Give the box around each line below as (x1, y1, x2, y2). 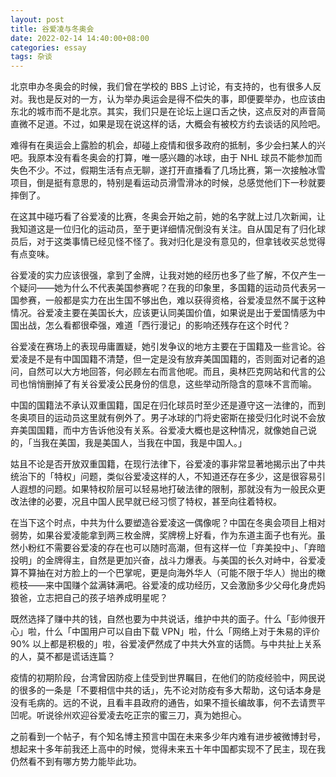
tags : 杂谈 (10, 52, 53, 62)
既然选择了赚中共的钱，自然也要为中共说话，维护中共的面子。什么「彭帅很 (10, 613, 317, 625)
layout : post (10, 14, 65, 25)
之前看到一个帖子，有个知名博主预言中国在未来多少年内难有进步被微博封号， (10, 731, 326, 743)
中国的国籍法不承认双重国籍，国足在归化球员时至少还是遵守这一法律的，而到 (10, 399, 326, 411)
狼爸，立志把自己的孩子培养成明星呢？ (10, 592, 168, 604)
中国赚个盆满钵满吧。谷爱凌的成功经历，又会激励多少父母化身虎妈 (53, 579, 326, 591)
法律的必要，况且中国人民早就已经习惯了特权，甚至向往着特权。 (18, 496, 282, 508)
